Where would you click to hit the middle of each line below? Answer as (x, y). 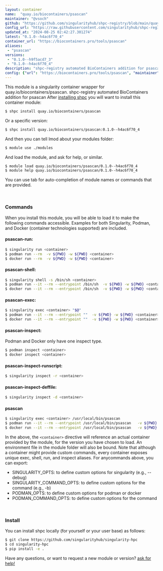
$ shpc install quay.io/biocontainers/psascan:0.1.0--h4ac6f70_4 (72, 130)
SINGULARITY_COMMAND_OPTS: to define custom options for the (79, 482)
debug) (19, 477)
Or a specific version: (26, 120)
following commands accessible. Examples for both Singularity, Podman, (78, 223)
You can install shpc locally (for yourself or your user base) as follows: (75, 531)
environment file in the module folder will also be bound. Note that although (81, 447)
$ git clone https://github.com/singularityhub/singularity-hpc (71, 540)
